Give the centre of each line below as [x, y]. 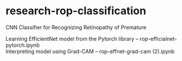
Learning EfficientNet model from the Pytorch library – [72, 38]
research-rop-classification [76, 11]
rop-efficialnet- [158, 38]
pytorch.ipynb [23, 45]
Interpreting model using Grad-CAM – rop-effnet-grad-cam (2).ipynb [90, 51]
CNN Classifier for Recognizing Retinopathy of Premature [76, 27]
